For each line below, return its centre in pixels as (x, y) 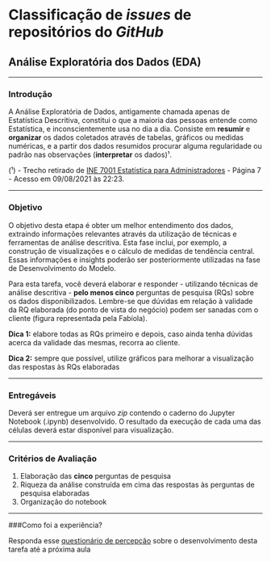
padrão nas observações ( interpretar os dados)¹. (90, 154)
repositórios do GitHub (86, 32)
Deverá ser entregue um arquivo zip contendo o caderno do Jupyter (122, 412)
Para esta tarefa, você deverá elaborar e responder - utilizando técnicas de (133, 284)
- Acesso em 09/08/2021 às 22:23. (67, 179)
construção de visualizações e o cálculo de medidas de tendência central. (132, 251)
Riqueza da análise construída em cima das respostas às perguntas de (138, 485)
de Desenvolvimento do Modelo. (63, 268)
